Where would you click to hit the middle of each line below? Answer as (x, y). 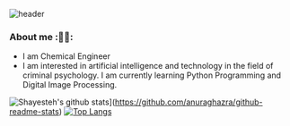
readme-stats (35, 112)
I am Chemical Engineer (66, 56)
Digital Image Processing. (70, 85)
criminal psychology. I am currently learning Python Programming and (151, 75)
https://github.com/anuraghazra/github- (189, 102)
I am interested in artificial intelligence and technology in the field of (148, 66)
